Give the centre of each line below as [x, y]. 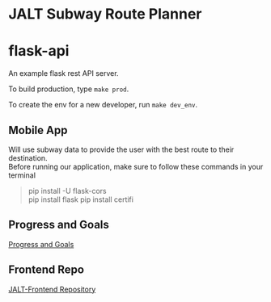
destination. [28, 157]
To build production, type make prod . [69, 89]
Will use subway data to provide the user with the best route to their [121, 149]
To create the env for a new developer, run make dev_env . [103, 105]
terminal [22, 175]
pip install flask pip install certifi [80, 199]
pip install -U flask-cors [67, 191]
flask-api [39, 51]
